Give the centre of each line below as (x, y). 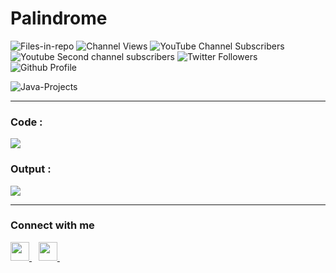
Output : (31, 169)
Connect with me (52, 225)
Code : (26, 122)
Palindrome (59, 18)
